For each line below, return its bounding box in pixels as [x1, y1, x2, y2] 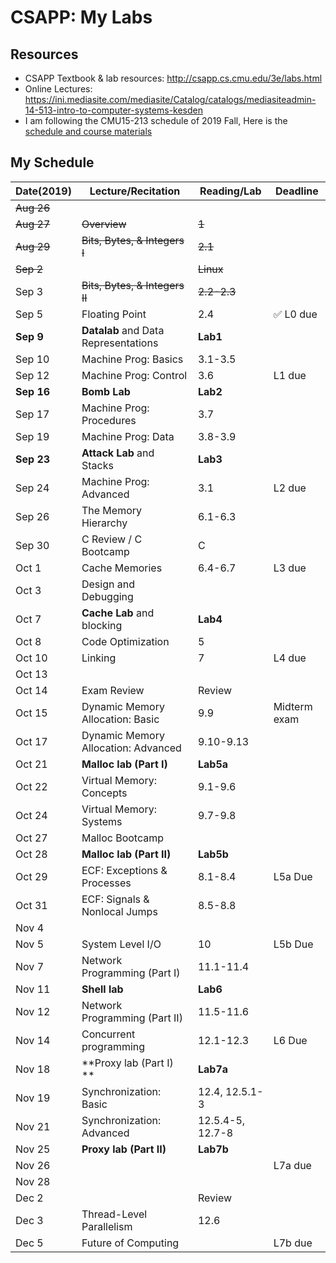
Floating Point [81, 307, 147, 321]
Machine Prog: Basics [81, 352, 184, 366]
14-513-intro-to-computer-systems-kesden [24, 104, 203, 116]
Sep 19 [15, 429, 50, 443]
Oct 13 [15, 667, 48, 681]
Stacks [81, 458, 114, 472]
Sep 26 [15, 509, 50, 523]
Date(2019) [15, 184, 72, 198]
